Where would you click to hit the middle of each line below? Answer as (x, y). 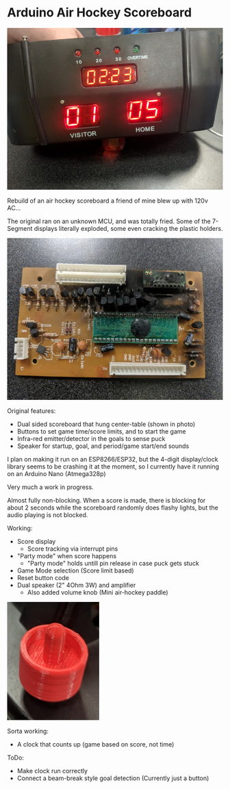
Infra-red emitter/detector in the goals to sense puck (91, 438)
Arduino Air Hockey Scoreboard (100, 13)
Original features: (31, 411)
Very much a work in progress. (50, 487)
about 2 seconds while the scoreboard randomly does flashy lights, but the (113, 508)
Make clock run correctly (52, 771)
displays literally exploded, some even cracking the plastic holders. (128, 228)
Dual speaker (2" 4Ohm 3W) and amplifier (76, 585)
